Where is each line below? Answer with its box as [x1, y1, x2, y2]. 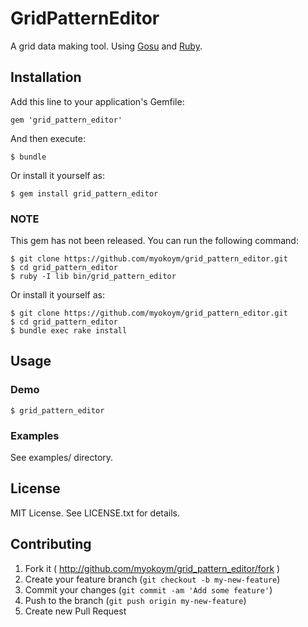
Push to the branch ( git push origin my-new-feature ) [24, 594, 247, 606]
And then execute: [10, 132, 86, 144]
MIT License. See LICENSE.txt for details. [10, 507, 181, 519]
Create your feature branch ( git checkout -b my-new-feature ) [24, 573, 281, 585]
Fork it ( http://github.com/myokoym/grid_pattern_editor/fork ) [24, 562, 281, 574]
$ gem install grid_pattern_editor [10, 188, 159, 199]
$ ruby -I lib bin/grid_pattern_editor [10, 272, 177, 282]
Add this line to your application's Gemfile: [10, 95, 185, 107]
